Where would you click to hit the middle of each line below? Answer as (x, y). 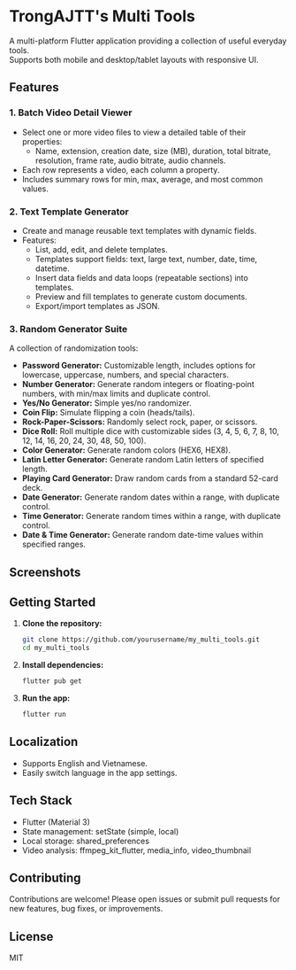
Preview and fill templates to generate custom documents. (141, 296)
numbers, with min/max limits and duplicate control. (116, 394)
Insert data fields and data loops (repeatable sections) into (142, 277)
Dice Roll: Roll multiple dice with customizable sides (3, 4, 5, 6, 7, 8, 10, (151, 431)
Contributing (45, 877)
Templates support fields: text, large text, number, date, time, (146, 259)
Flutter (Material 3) (56, 822)
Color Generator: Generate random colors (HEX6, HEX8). (126, 450)
